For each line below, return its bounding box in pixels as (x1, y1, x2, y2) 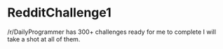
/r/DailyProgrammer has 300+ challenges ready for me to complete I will (7, 28, 216, 36)
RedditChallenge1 (7, 5, 112, 21)
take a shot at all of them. (7, 35, 81, 43)
